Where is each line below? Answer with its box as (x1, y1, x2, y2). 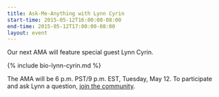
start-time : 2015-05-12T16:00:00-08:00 (7, 17, 122, 23)
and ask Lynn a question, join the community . (7, 82, 136, 90)
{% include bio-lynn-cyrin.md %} (7, 61, 101, 69)
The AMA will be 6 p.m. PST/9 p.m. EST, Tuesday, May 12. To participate (7, 75, 213, 83)
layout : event (7, 29, 48, 36)
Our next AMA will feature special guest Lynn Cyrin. (7, 48, 154, 56)
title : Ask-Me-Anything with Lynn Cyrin (7, 10, 125, 17)
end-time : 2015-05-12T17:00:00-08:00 (7, 23, 116, 30)
